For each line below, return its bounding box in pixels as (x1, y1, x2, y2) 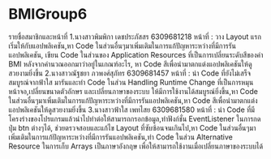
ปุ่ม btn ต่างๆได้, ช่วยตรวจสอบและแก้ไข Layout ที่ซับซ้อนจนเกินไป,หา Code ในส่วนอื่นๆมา (8, 122, 256, 132)
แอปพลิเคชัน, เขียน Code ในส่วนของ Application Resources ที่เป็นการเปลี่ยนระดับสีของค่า (8, 49, 264, 59)
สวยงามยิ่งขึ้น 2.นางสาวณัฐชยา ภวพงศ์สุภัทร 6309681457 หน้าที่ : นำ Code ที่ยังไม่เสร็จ (8, 68, 252, 78)
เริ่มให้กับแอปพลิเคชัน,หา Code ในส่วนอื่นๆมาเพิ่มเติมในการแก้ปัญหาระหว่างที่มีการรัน (8, 41, 237, 50)
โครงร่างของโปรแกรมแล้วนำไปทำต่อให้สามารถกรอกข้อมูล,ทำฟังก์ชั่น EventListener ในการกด (8, 114, 261, 123)
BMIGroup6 (8, 5, 88, 24)
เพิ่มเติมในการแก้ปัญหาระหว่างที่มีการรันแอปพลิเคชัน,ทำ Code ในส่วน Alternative (8, 131, 234, 142)
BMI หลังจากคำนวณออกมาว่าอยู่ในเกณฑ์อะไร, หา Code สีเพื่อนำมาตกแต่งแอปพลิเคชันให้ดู (8, 58, 253, 69)
